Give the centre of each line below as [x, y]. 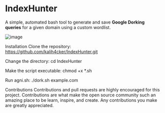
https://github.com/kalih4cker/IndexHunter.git [51, 52]
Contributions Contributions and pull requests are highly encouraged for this [82, 89]
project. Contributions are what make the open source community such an [81, 95]
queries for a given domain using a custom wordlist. [58, 27]
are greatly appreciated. [30, 105]
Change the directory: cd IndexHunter [44, 61]
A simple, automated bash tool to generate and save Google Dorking [75, 22]
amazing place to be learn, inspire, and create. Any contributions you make [81, 100]
